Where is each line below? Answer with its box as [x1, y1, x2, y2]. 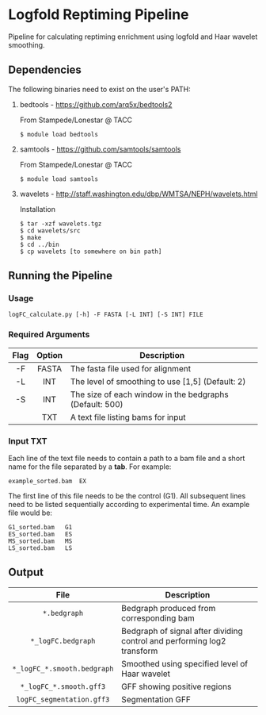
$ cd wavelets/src [19, 226, 81, 235]
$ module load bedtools [19, 130, 99, 138]
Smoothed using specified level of [121, 658, 248, 669]
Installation [19, 204, 56, 213]
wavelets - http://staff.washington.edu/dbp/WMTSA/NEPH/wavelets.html [19, 189, 258, 198]
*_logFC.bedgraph [30, 636, 96, 645]
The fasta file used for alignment [70, 363, 192, 374]
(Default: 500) [70, 398, 124, 409]
